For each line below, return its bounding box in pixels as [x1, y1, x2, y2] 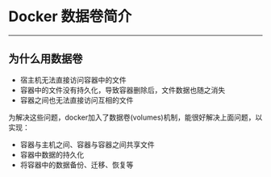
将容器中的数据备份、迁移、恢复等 [19, 159, 134, 170]
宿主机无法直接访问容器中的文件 [19, 74, 127, 85]
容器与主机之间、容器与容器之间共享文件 [19, 139, 155, 150]
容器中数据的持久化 [19, 150, 85, 159]
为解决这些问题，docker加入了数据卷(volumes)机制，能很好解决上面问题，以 [8, 112, 263, 122]
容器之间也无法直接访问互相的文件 [19, 95, 134, 105]
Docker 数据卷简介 [8, 7, 132, 26]
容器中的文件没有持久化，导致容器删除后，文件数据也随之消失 [19, 85, 226, 95]
